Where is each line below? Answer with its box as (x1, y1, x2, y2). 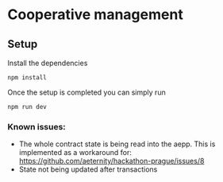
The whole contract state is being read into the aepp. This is (18, 139, 216, 149)
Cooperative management (7, 6, 183, 24)
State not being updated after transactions (18, 165, 158, 174)
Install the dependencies (7, 58, 88, 68)
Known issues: (7, 121, 67, 132)
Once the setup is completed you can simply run (7, 87, 166, 97)
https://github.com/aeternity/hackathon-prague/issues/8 (18, 157, 205, 166)
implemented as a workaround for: (18, 148, 132, 157)
